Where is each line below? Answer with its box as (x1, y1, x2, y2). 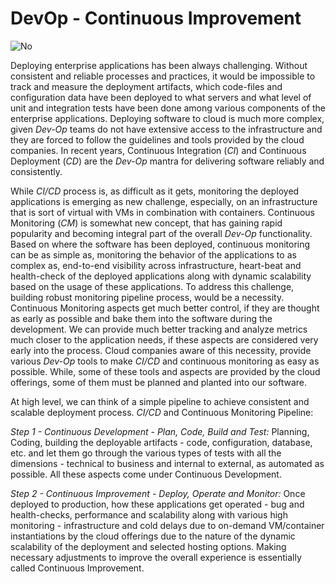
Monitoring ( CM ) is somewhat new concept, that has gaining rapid (10, 217, 283, 229)
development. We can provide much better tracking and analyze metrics (10, 323, 308, 335)
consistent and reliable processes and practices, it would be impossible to (10, 70, 316, 82)
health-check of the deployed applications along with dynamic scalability (10, 270, 312, 282)
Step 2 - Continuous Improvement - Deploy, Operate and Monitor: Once (10, 487, 306, 499)
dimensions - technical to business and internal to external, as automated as (10, 457, 325, 469)
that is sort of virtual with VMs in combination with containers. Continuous (10, 206, 316, 218)
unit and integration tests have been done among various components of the (10, 102, 326, 114)
